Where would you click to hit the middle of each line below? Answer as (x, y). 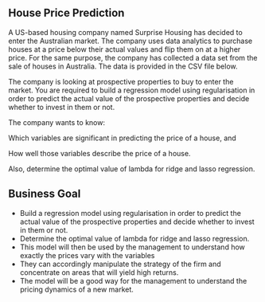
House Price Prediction (66, 13)
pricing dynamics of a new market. (76, 289)
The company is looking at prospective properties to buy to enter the (121, 81)
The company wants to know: (57, 122)
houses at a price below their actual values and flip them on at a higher (125, 49)
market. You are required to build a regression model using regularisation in (132, 90)
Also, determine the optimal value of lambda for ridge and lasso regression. (132, 169)
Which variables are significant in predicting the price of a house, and (122, 138)
